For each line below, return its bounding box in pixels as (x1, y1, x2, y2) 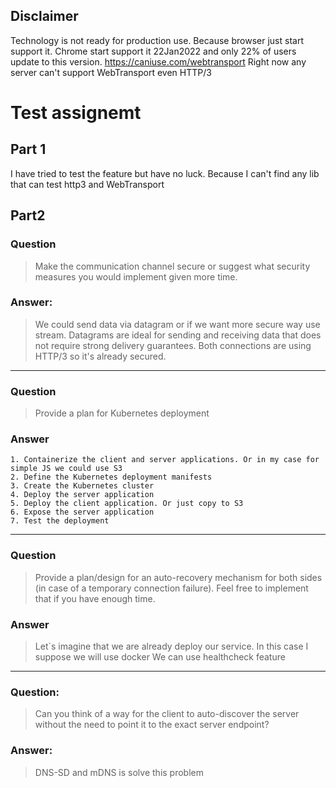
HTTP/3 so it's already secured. (34, 350, 167, 362)
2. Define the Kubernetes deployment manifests (10, 472, 213, 483)
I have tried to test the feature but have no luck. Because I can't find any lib (10, 167, 320, 179)
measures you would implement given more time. (34, 270, 238, 283)
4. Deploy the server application (10, 490, 155, 500)
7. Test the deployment (10, 516, 110, 526)
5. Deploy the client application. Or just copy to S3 (10, 499, 244, 509)
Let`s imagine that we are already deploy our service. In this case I (34, 640, 309, 652)
